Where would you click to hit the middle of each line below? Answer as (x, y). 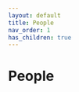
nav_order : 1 (29, 30)
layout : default (34, 15)
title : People (31, 23)
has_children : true (40, 37)
